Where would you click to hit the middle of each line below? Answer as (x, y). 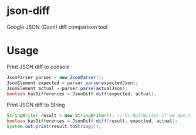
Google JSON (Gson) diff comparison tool (57, 27)
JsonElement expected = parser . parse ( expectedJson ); (72, 83)
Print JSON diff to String (36, 105)
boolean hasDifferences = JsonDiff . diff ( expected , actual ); (82, 94)
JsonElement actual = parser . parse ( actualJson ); (67, 88)
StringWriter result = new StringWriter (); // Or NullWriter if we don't (99, 116)
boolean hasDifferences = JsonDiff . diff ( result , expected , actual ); (92, 121)
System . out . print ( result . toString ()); (54, 127)
